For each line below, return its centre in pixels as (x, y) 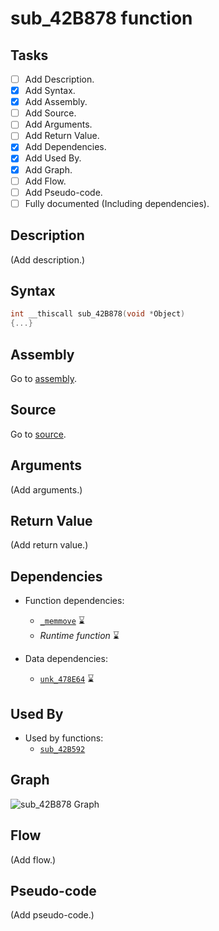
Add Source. (50, 113)
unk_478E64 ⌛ (67, 679)
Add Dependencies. (65, 147)
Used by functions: (64, 738)
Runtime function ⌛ (79, 636)
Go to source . (38, 434)
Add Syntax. (50, 91)
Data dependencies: (66, 659)
